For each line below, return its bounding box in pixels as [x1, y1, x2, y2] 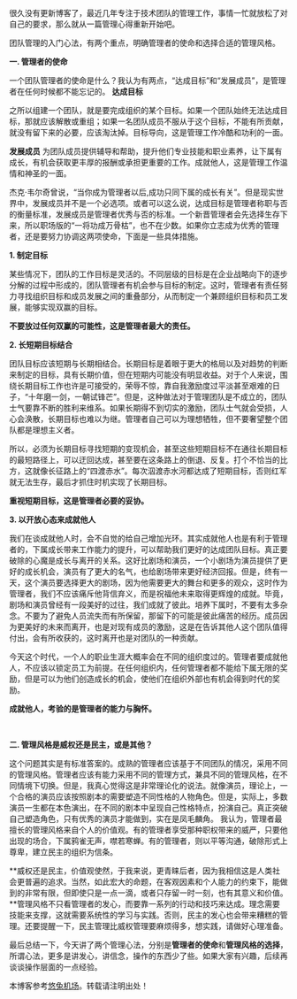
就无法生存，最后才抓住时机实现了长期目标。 [9, 477, 172, 487]
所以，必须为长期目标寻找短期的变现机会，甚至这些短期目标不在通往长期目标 [9, 443, 288, 454]
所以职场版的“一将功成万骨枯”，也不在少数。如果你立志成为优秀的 [24, 220, 264, 230]
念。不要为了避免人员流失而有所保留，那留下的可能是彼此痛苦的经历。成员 [9, 611, 280, 621]
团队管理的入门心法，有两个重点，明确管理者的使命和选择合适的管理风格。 [9, 38, 280, 48]
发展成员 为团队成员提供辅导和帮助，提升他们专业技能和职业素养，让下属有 [9, 146, 283, 157]
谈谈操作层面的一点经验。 [9, 962, 103, 972]
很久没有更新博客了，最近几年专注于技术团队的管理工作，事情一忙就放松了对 [9, 8, 288, 18]
